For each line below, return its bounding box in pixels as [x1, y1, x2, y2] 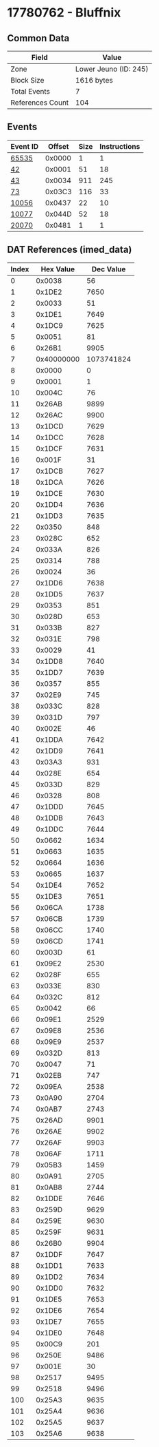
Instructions [99, 141, 140, 151]
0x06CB [36, 914, 63, 924]
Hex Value [40, 264, 75, 273]
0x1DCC [36, 433, 64, 442]
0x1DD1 [36, 1260, 63, 1270]
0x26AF [36, 1138, 62, 1147]
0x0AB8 [36, 1183, 63, 1192]
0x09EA [36, 1081, 62, 1091]
